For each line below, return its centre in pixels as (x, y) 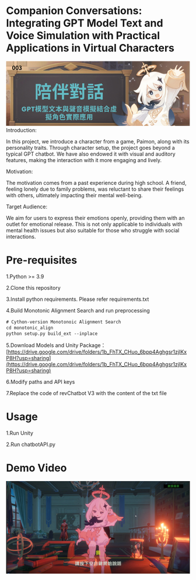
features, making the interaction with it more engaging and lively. (84, 160)
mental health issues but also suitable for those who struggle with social (93, 231)
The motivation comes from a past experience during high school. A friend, (96, 183)
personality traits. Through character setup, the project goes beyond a (90, 148)
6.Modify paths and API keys (41, 382)
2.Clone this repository (34, 288)
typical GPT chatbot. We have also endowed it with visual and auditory (91, 154)
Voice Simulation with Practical (83, 36)
